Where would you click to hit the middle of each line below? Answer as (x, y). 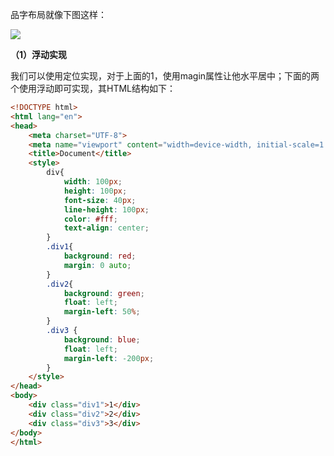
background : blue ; (102, 339)
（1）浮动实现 (39, 54)
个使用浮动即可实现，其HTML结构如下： (93, 88)
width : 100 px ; (93, 182)
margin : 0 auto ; (97, 265)
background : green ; (104, 293)
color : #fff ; (90, 219)
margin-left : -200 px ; (109, 358)
